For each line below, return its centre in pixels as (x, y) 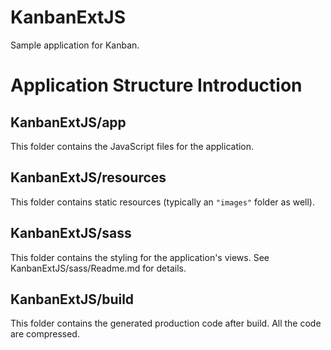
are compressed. (45, 334)
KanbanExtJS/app (68, 122)
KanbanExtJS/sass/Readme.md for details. (98, 268)
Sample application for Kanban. (75, 45)
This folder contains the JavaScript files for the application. (132, 146)
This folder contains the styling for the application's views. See (140, 257)
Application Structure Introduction (156, 85)
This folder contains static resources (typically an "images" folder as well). (163, 202)
